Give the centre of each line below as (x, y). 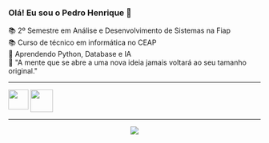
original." (23, 71)
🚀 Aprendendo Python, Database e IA (70, 54)
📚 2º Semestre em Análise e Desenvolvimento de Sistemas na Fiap (119, 30)
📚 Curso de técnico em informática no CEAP (82, 42)
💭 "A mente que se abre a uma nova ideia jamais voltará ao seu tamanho (127, 62)
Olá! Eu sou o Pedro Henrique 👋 (70, 13)
